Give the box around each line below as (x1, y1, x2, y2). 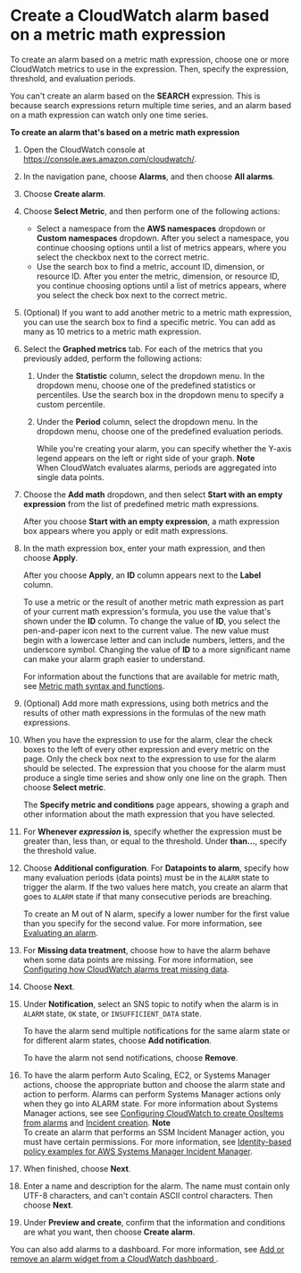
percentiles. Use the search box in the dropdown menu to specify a (36, 389, 285, 400)
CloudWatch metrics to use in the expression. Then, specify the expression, (10, 64, 289, 74)
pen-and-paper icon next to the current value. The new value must (22, 624, 270, 636)
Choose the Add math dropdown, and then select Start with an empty (22, 489, 283, 500)
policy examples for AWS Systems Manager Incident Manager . (22, 1146, 253, 1157)
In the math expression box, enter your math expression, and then (22, 543, 266, 554)
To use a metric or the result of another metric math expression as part (22, 597, 284, 607)
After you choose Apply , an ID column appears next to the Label (22, 570, 262, 581)
